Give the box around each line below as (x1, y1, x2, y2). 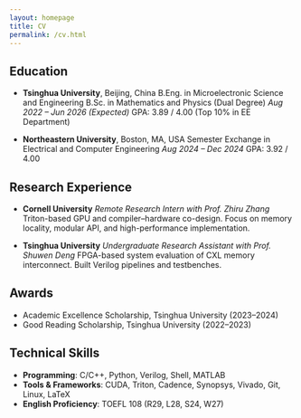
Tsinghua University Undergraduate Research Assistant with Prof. (22, 241, 271, 251)
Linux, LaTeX (22, 388, 71, 399)
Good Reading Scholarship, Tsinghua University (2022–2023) (22, 318, 251, 330)
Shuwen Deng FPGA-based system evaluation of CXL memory (22, 250, 255, 261)
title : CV (9, 22, 47, 31)
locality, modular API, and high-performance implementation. (22, 223, 250, 233)
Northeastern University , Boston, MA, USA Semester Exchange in (22, 134, 271, 145)
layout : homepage (9, 13, 75, 23)
